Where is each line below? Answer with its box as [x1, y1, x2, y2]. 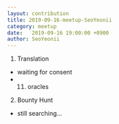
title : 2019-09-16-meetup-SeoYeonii [7, 17, 112, 23]
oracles [27, 83, 50, 91]
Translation [17, 54, 50, 63]
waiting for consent [17, 68, 72, 76]
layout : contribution [7, 10, 69, 17]
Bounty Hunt [17, 96, 54, 104]
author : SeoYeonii [7, 36, 60, 43]
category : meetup [7, 23, 57, 30]
